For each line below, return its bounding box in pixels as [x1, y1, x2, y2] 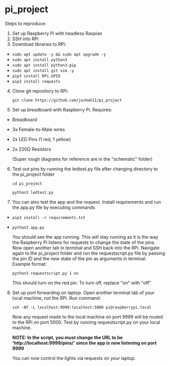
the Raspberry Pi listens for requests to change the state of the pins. [12, 239, 156, 245]
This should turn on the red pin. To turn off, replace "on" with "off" [12, 279, 151, 286]
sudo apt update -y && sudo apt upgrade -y [12, 52, 106, 57]
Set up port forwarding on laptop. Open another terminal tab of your [12, 289, 155, 296]
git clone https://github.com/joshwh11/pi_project [12, 98, 122, 103]
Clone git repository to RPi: [12, 88, 69, 94]
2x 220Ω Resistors [12, 146, 51, 152]
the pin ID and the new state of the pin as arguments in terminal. [12, 256, 147, 262]
